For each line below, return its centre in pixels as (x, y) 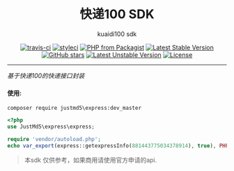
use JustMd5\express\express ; (51, 127)
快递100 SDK (117, 14)
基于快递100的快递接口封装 (46, 75)
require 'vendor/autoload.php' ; (54, 139)
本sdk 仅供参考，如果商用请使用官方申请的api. (91, 160)
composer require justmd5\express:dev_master (74, 108)
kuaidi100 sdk (117, 34)
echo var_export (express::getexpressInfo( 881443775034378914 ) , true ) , (112, 146)
